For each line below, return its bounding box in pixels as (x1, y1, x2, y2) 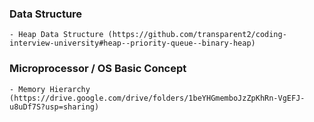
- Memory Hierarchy (9, 84, 91, 94)
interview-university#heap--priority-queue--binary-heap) (9, 38, 256, 49)
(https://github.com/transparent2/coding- (107, 30, 287, 40)
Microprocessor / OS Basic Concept (9, 62, 187, 76)
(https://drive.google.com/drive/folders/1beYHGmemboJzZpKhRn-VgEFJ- (9, 93, 306, 103)
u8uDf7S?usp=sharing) (9, 102, 100, 112)
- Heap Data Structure (9, 30, 104, 40)
